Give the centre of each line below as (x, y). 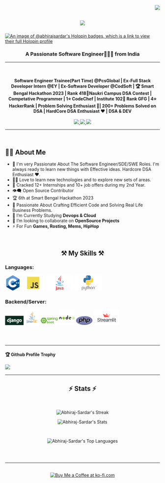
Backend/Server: (26, 301)
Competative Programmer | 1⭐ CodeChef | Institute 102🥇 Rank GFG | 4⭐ (82, 98)
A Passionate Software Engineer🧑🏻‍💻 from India (82, 54)
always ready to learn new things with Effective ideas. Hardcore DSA (82, 169)
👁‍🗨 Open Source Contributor (43, 191)
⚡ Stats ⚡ (82, 388)
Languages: (20, 267)
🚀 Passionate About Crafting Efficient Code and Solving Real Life (78, 205)
